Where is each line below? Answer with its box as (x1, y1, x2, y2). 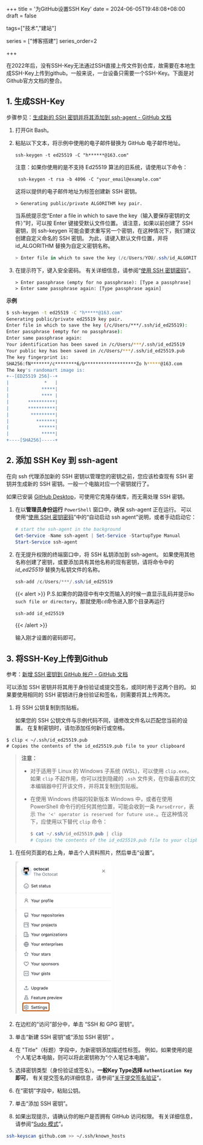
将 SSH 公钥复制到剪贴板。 (14, 704, 83, 712)
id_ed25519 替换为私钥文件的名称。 (14, 566, 104, 573)
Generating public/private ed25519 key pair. (6, 316, 123, 322)
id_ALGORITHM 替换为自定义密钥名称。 (14, 242, 114, 249)
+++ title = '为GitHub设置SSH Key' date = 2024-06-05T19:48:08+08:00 (6, 5, 185, 12)
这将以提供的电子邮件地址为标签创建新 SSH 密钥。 (14, 187, 141, 195)
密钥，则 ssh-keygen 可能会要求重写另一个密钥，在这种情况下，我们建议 (14, 227, 196, 234)
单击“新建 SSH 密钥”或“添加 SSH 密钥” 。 (14, 1033, 117, 1041)
